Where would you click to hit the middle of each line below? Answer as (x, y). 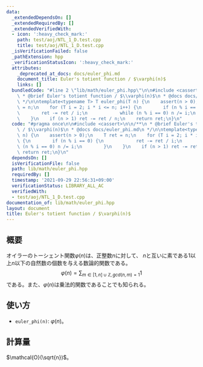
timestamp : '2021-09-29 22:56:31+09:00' (63, 180)
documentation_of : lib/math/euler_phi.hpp (60, 203)
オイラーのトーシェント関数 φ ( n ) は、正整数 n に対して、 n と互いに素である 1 (98, 255)
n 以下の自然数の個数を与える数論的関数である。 (71, 263)
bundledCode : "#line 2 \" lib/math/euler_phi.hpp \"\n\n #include (93, 91)
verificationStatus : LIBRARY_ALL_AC (58, 186)
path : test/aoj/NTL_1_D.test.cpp (59, 40)
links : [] (30, 85)
